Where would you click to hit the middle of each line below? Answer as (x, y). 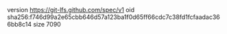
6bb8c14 (20, 24)
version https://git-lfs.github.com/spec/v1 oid (71, 10)
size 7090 (47, 24)
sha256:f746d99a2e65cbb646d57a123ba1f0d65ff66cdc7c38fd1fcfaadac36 (114, 17)
